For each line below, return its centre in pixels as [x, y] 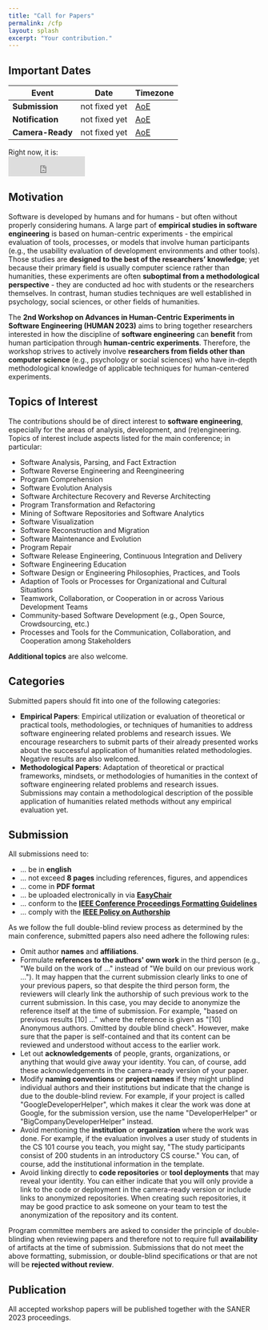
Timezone [154, 93]
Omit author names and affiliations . [79, 951]
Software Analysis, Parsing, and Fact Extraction [98, 462]
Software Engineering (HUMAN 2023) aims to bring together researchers [131, 326]
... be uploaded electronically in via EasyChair [96, 895]
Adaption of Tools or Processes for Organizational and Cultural [123, 581]
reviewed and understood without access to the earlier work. [120, 1045]
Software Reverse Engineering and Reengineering [102, 471]
